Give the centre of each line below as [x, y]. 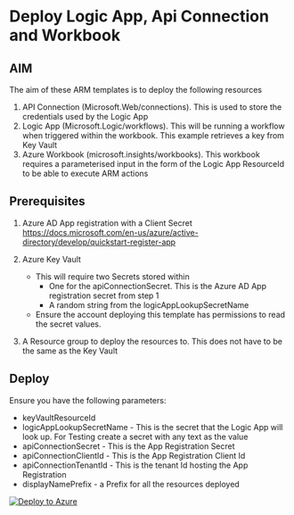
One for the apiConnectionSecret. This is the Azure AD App [158, 286]
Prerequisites [47, 201]
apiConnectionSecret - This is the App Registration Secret [128, 446]
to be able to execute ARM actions [85, 173]
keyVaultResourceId [59, 418]
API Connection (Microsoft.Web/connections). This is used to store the [152, 107]
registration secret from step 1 [104, 295]
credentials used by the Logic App [85, 116]
